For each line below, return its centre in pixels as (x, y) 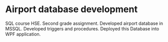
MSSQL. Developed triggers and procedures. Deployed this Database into (82, 28)
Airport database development (72, 9)
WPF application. (23, 34)
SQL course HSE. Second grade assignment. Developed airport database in (84, 23)
